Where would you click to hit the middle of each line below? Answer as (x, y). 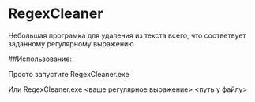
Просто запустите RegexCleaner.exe (69, 74)
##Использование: (40, 59)
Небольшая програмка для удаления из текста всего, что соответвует (127, 35)
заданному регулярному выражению (71, 43)
